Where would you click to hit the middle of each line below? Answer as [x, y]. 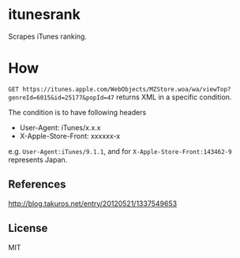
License [28, 228]
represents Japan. [38, 159]
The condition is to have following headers [77, 112]
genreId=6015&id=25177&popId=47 [61, 97]
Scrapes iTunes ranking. [47, 36]
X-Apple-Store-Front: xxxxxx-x [70, 136]
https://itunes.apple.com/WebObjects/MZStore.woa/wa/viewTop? [127, 89]
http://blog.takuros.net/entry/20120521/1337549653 [93, 204]
